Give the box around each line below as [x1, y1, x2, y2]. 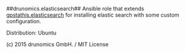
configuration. [6, 18, 41, 24]
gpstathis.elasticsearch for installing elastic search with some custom [6, 11, 180, 18]
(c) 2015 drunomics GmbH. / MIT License [6, 41, 109, 48]
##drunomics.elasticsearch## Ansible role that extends [6, 5, 144, 12]
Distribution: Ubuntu [6, 29, 57, 36]
